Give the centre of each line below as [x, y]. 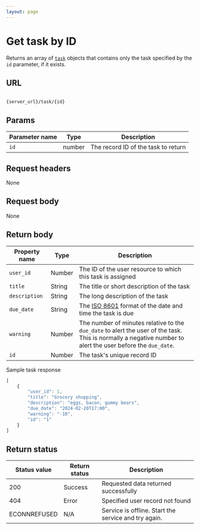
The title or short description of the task [135, 286]
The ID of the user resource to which [130, 269]
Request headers [39, 168]
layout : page [22, 12]
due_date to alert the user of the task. [131, 330]
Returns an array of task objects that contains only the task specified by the [99, 58]
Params [21, 120]
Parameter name [33, 137]
